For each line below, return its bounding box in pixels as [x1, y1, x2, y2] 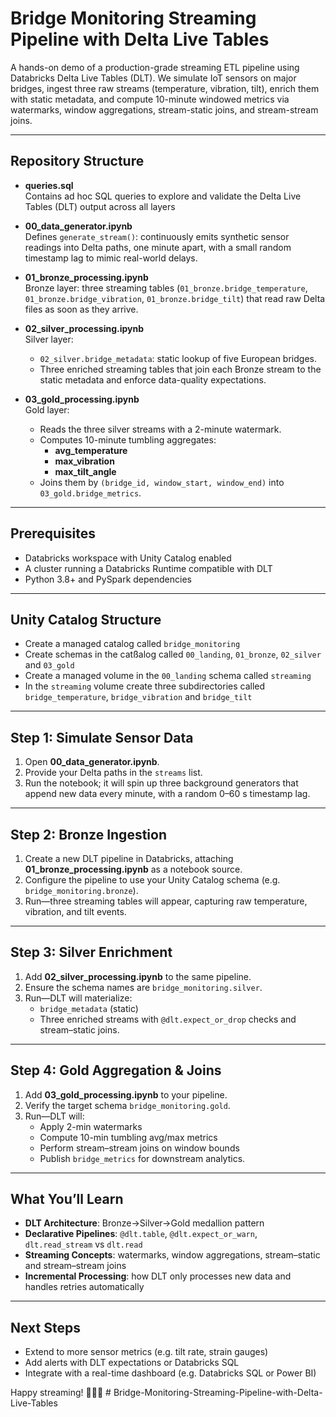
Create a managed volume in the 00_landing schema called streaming [24, 670, 312, 682]
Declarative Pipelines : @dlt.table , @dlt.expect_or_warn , [24, 1228, 258, 1240]
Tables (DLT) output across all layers [24, 200, 176, 212]
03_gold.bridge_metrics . [39, 487, 142, 499]
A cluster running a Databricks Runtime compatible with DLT [24, 562, 273, 574]
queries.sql [24, 179, 74, 191]
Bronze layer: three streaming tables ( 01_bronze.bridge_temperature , [24, 282, 308, 294]
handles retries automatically [24, 1281, 145, 1293]
